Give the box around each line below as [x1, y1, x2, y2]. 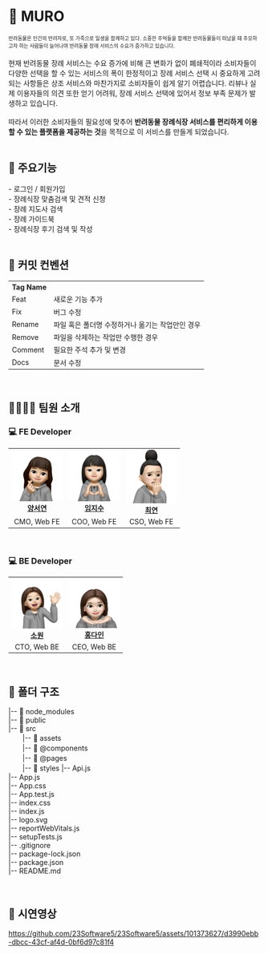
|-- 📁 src [8, 724, 37, 734]
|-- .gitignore [8, 841, 51, 851]
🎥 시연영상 [8, 907, 58, 920]
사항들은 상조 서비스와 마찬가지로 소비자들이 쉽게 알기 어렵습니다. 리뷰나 [22, 78, 249, 87]
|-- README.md [8, 866, 62, 876]
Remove [11, 332, 39, 342]
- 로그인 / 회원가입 [8, 184, 66, 193]
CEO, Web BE [71, 641, 117, 652]
